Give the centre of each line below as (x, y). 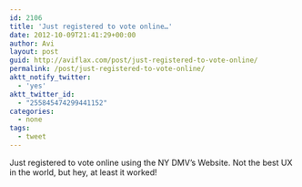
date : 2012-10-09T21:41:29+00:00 (73, 35)
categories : (32, 111)
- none (30, 119)
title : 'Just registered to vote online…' (91, 26)
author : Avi (32, 43)
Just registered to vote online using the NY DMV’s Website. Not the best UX (151, 162)
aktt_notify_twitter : (50, 78)
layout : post (34, 52)
